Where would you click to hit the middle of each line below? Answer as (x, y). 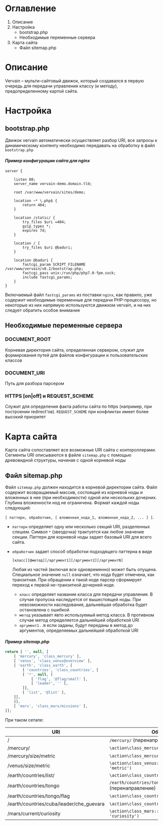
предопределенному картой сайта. (42, 91)
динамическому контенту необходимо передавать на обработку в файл (80, 145)
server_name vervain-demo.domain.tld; (53, 184)
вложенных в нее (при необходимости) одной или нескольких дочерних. (81, 498)
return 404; (35, 205)
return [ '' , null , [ (27, 652)
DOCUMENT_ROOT (28, 339)
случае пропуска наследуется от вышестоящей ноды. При (80, 600)
